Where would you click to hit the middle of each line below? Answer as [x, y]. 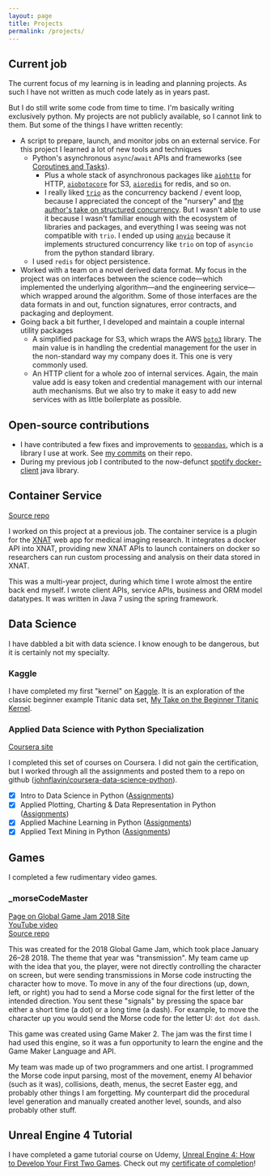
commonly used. [60, 365]
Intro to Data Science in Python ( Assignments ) [97, 795]
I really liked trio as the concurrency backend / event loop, [143, 192]
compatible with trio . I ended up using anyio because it [138, 235]
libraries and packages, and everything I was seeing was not [145, 227]
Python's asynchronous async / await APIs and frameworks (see [137, 158]
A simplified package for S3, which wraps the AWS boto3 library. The [147, 339]
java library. [59, 470]
